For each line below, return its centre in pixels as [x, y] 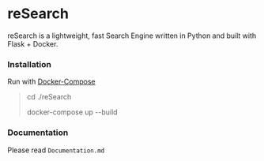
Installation [30, 64]
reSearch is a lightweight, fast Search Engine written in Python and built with [132, 36]
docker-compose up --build [72, 112]
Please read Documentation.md [56, 150]
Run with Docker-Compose [51, 82]
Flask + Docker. [33, 43]
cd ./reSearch [49, 97]
